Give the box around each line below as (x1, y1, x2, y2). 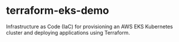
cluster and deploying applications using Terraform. (6, 29, 130, 36)
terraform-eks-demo (6, 4, 110, 17)
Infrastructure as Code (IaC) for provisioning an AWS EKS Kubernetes (6, 23, 173, 30)
